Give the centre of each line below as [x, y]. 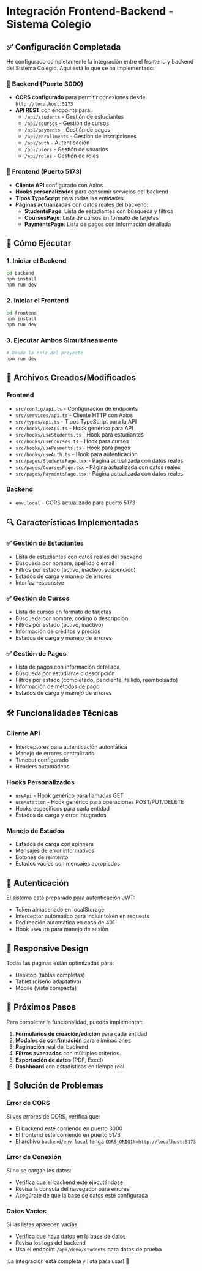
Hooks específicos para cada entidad [62, 809]
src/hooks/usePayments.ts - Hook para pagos [73, 448]
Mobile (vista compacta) [46, 988]
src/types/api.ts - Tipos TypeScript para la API [76, 421]
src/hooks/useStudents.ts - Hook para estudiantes [79, 434]
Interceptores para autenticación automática [71, 747]
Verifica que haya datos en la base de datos [71, 1236]
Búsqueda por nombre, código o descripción [72, 618]
